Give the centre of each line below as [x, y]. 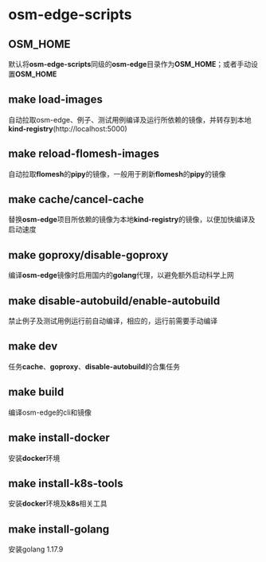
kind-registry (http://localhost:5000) [68, 128]
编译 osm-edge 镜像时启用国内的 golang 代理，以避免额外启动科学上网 [121, 275]
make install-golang [59, 529]
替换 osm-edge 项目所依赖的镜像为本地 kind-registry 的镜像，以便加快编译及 [132, 220]
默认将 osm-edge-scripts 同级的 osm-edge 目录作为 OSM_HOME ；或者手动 [130, 64]
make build [36, 392]
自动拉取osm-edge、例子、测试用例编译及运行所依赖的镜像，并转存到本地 [130, 119]
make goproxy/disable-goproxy [88, 255]
